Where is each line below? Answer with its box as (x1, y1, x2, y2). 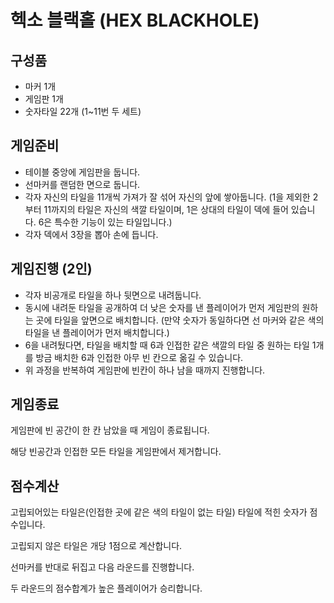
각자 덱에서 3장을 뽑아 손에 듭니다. (24, 228, 159, 240)
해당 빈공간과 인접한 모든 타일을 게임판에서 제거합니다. (10, 446, 222, 458)
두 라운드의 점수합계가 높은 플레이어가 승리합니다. (10, 582, 203, 595)
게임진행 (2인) (10, 261, 93, 278)
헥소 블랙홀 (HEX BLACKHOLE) (10, 9, 260, 32)
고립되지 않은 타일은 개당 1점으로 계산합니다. (10, 540, 183, 552)
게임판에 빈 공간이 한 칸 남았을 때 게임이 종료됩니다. (10, 424, 210, 436)
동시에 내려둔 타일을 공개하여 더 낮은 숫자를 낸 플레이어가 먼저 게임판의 (24, 301, 300, 313)
